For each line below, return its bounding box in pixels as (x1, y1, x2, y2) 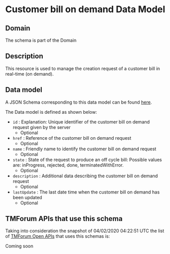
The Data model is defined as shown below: (5, 109, 97, 115)
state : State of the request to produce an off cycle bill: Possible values (12, 156, 162, 163)
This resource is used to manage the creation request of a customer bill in (5, 65, 160, 72)
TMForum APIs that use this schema (5, 214, 123, 223)
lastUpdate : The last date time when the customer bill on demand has (12, 189, 160, 195)
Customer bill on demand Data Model (5, 4, 165, 15)
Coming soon (5, 243, 34, 249)
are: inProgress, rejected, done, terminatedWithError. (12, 162, 124, 168)
